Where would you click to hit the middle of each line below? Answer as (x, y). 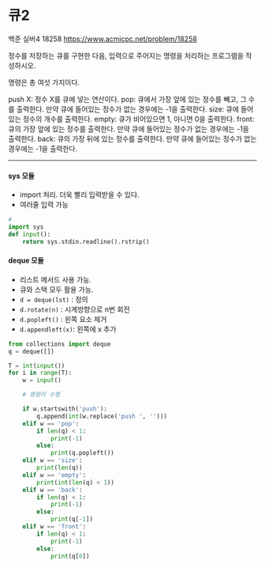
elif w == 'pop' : (51, 423)
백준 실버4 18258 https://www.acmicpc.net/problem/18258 (103, 39)
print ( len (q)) (60, 468)
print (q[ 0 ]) (70, 556)
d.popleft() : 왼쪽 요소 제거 (63, 319)
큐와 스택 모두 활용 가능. (56, 290)
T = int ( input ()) (37, 365)
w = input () (42, 381)
